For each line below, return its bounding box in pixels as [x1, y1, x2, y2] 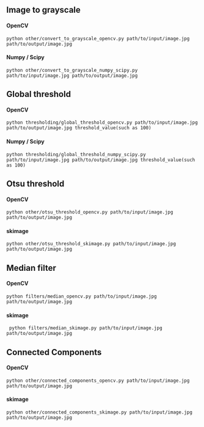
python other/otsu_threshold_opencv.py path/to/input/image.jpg [6, 209, 173, 215]
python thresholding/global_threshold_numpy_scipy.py [6, 151, 147, 157]
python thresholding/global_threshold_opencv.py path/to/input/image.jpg [6, 120, 199, 126]
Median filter [6, 262, 57, 273]
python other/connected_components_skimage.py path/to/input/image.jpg [6, 409, 192, 415]
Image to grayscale [6, 5, 81, 15]
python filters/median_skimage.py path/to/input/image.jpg [9, 325, 163, 331]
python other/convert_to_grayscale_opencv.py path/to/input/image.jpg [6, 35, 190, 41]
